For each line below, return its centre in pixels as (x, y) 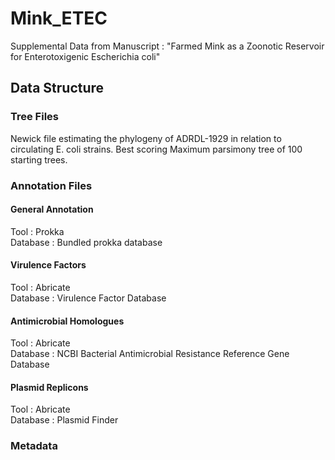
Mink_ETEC (59, 18)
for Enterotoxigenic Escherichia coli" (85, 56)
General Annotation (52, 209)
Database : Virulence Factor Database (88, 298)
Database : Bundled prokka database (86, 242)
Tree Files (34, 117)
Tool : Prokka (37, 231)
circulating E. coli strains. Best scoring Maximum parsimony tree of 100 (156, 149)
